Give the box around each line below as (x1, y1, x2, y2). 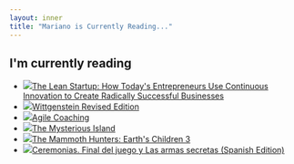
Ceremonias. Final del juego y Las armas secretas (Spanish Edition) (31, 145, 285, 156)
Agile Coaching (31, 112, 90, 123)
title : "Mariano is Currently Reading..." (9, 22, 173, 31)
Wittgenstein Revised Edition (31, 101, 139, 112)
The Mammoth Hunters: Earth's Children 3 (31, 134, 191, 145)
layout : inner (9, 13, 64, 23)
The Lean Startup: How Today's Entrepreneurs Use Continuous (31, 81, 269, 92)
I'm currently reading (9, 56, 132, 71)
